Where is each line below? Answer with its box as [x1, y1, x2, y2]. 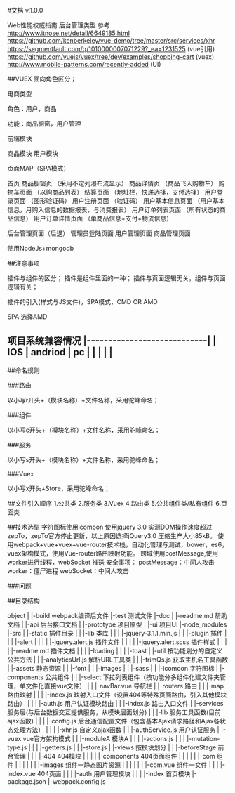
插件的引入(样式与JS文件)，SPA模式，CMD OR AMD [7, 298, 158, 306]
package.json [7, 777, 47, 785]
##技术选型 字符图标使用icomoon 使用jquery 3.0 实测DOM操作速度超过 [7, 523, 213, 531]
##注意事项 [7, 259, 40, 267]
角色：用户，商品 [7, 105, 57, 112]
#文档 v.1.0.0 [7, 6, 43, 14]
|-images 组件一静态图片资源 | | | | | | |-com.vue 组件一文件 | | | [37, 761, 219, 769]
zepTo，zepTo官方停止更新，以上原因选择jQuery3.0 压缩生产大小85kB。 [7, 531, 216, 539]
